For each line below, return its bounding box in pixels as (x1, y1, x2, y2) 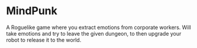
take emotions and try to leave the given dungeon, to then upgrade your (6, 30, 182, 37)
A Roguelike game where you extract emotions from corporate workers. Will (6, 24, 191, 31)
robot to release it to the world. (6, 36, 82, 43)
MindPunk (6, 4, 58, 18)
